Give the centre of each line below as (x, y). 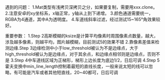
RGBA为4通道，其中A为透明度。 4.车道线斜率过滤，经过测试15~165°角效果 (81, 19)
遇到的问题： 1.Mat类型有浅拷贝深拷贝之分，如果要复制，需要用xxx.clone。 (81, 7)
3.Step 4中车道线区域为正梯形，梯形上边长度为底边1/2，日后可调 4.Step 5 (85, 60)
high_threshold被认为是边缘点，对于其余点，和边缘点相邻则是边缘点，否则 (81, 54)
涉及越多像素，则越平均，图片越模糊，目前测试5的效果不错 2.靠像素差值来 (80, 42)
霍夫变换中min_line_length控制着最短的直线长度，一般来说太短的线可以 (77, 66)
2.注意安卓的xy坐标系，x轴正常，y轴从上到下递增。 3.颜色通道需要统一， (79, 13)
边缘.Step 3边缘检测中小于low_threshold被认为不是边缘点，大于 (74, 48)
